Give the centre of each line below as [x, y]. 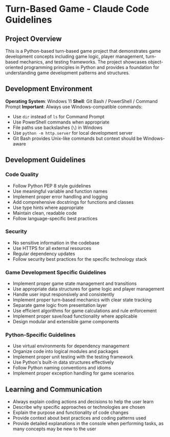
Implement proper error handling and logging [60, 196]
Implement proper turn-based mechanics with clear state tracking [82, 300]
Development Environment [49, 89]
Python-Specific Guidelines [40, 335]
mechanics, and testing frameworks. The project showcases [83, 62]
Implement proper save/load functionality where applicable [75, 316]
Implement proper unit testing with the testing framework [73, 357]
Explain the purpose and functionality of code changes [71, 412]
